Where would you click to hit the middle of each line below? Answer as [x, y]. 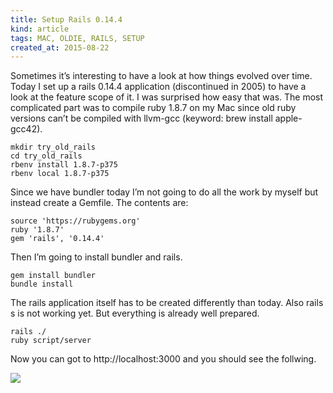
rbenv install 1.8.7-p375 [64, 165]
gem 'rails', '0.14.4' [57, 239]
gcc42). [26, 129]
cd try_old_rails [46, 156]
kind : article [40, 29]
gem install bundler [53, 276]
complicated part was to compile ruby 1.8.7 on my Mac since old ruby [153, 108]
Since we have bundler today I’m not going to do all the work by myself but [164, 192]
